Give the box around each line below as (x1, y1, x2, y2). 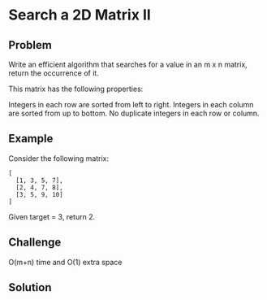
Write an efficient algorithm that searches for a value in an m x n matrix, (8, 59, 248, 69)
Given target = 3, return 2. (8, 211, 96, 221)
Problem (8, 38, 53, 52)
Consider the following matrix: (8, 153, 110, 163)
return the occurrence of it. (8, 68, 99, 78)
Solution (8, 280, 52, 294)
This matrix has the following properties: (8, 84, 144, 93)
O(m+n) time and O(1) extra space (8, 257, 123, 267)
